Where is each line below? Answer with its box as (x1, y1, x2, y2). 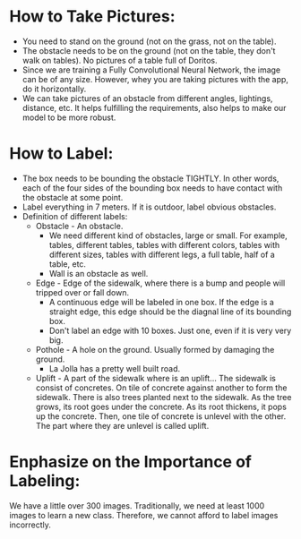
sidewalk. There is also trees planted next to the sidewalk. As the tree (35, 391, 292, 402)
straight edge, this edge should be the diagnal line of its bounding (48, 306, 292, 317)
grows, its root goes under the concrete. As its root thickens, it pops (35, 401, 287, 412)
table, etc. (48, 258, 87, 269)
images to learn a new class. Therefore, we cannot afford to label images (9, 509, 279, 520)
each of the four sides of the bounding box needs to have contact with (21, 182, 283, 193)
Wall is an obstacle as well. (48, 268, 149, 278)
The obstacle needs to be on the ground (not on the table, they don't (21, 45, 276, 56)
